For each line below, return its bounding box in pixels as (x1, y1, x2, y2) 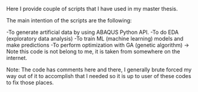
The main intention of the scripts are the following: (6, 17, 132, 24)
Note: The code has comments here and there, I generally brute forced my (6, 66, 192, 73)
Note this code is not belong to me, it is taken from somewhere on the (6, 48, 180, 55)
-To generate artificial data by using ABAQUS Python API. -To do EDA (6, 28, 179, 36)
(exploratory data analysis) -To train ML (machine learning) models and (6, 35, 183, 42)
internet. (6, 54, 27, 61)
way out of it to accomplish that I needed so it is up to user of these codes (6, 73, 192, 79)
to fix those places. (6, 79, 54, 86)
